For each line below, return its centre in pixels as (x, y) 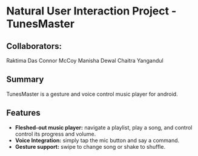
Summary (25, 80)
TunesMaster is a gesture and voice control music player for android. (92, 94)
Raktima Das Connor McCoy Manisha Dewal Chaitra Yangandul (85, 61)
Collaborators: (34, 46)
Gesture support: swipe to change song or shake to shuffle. (90, 146)
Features (23, 113)
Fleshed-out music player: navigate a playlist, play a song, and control (104, 127)
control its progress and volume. (55, 134)
